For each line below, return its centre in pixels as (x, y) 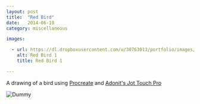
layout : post (22, 12)
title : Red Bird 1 (40, 61)
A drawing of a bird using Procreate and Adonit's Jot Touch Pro (84, 83)
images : (16, 39)
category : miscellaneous (37, 28)
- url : (20, 50)
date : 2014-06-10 (30, 23)
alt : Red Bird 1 (37, 55)
